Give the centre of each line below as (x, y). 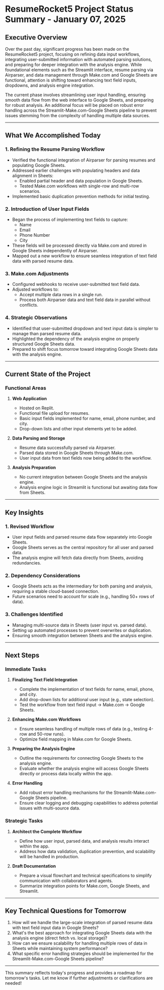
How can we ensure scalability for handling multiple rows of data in (80, 943)
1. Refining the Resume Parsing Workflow (55, 149)
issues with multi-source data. (50, 808)
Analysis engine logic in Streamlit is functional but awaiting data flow (88, 487)
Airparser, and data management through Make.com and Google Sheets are (81, 75)
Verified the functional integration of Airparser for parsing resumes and (83, 160)
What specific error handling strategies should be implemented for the (83, 954)
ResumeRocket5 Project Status (69, 9)
